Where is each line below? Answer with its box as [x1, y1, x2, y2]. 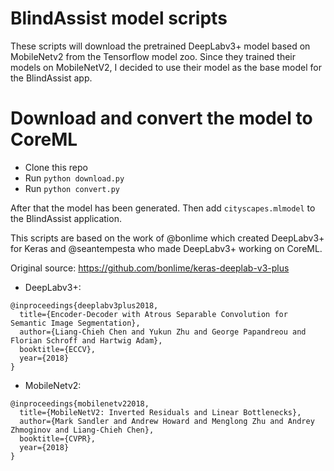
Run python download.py [24, 172, 125, 184]
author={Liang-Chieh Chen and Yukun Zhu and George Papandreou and [19, 327, 307, 337]
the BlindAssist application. [10, 212, 122, 224]
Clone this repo [24, 161, 88, 173]
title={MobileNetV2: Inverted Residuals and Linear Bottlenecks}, [19, 407, 302, 417]
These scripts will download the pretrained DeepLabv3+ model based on [10, 40, 311, 52]
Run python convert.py [24, 182, 120, 194]
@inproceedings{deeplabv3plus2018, [10, 300, 159, 311]
